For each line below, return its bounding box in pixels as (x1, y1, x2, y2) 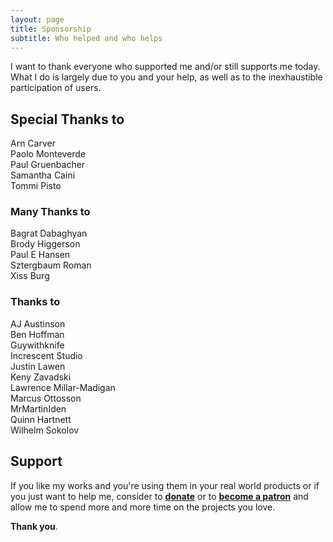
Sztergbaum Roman (10, 259, 92, 271)
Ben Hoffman (10, 328, 65, 340)
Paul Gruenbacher (10, 159, 86, 171)
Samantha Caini (10, 169, 76, 181)
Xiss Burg (10, 270, 50, 282)
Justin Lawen (10, 360, 66, 372)
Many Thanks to (10, 205, 91, 219)
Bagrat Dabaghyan (10, 227, 88, 240)
